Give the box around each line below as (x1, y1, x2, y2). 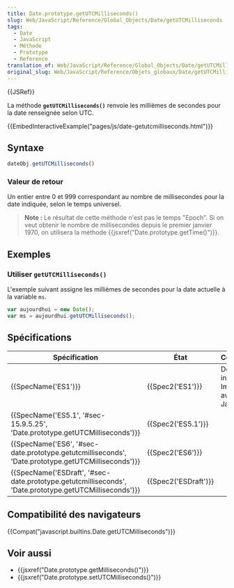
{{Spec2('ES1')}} (147, 381, 203, 391)
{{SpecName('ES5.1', (10, 410, 81, 420)
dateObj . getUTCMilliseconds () (7, 161, 95, 168)
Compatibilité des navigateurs (7, 509, 141, 521)
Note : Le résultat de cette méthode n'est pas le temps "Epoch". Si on (24, 214, 224, 222)
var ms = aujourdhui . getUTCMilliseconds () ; (7, 312, 136, 320)
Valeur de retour (7, 177, 64, 186)
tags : (7, 23, 23, 30)
